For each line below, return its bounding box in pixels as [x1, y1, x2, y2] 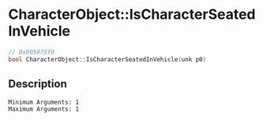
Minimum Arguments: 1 [8, 98, 80, 106]
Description [8, 77, 67, 91]
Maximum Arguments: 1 [8, 104, 80, 113]
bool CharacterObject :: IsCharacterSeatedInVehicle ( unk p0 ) [8, 55, 207, 64]
